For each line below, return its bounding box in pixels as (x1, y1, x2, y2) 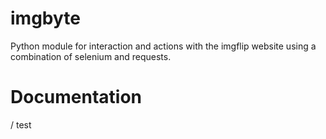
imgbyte (10, 7, 81, 30)
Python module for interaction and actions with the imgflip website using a (10, 40, 317, 52)
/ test (10, 118, 32, 131)
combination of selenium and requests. (10, 50, 172, 62)
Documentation (10, 86, 143, 109)
